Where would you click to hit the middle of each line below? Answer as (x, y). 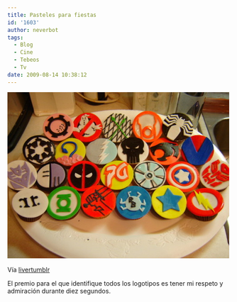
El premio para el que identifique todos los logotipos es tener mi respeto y (115, 283)
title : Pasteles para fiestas (52, 15)
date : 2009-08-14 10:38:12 (47, 74)
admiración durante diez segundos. (59, 291)
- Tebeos (27, 60)
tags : (15, 38)
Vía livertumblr (29, 269)
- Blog (23, 45)
